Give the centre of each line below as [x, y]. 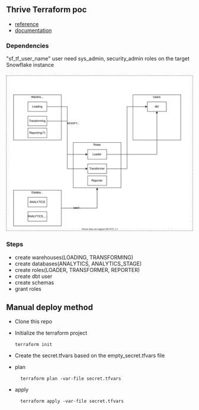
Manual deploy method [50, 307]
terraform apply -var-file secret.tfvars [72, 401]
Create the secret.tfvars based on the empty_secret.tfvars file [90, 355]
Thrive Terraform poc [46, 10]
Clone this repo [33, 322]
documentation [33, 30]
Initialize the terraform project [51, 333]
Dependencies [28, 46]
